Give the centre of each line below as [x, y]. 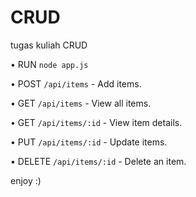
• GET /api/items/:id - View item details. [96, 122]
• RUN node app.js [49, 64]
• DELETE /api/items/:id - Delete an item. [98, 161]
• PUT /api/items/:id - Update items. [89, 142]
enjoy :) [26, 180]
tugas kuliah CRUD [49, 45]
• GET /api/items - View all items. [81, 103]
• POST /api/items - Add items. [76, 83]
